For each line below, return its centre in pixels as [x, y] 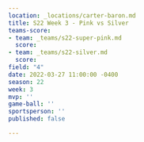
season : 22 [26, 82]
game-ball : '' [32, 104]
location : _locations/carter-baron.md [72, 15]
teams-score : [30, 30]
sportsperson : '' [37, 112]
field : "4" [26, 67]
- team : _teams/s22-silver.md [58, 52]
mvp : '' [21, 97]
